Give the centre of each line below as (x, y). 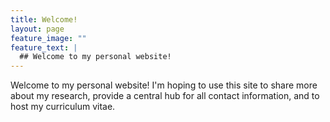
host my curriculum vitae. (63, 107)
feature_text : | (44, 47)
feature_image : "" (48, 38)
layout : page (37, 29)
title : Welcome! (44, 19)
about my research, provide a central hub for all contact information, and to (165, 96)
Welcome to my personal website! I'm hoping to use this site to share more (164, 85)
